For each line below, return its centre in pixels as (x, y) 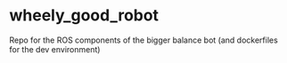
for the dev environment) (55, 49)
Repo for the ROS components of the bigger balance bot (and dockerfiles (143, 40)
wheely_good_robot (84, 16)
